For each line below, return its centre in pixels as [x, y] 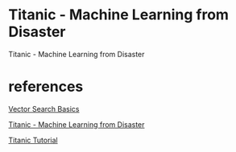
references [46, 87]
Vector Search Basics [44, 109]
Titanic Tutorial [33, 140]
